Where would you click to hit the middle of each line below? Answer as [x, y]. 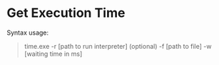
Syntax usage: [28, 32]
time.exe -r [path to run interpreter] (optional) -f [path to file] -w [118, 46]
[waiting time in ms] [53, 54]
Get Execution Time [66, 13]
